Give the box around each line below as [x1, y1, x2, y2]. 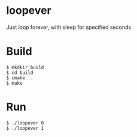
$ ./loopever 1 [6, 125, 44, 131]
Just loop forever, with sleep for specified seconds [6, 23, 132, 31]
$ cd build [6, 70, 34, 76]
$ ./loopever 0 [6, 120, 44, 126]
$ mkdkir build [6, 64, 44, 70]
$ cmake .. [6, 75, 34, 81]
